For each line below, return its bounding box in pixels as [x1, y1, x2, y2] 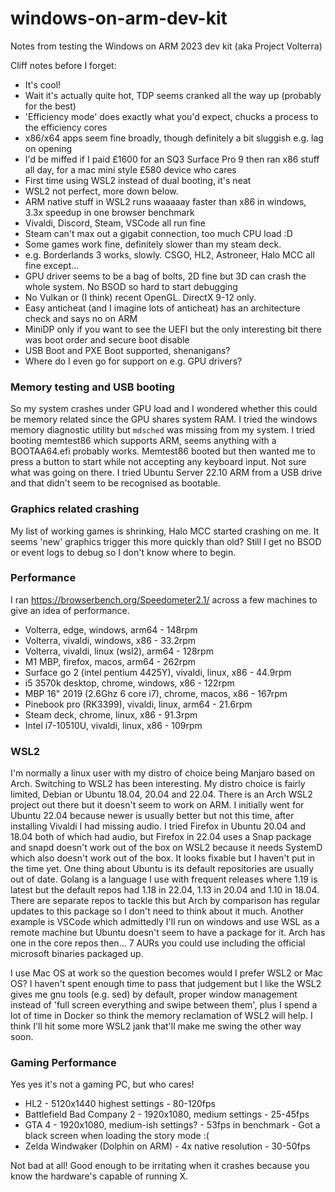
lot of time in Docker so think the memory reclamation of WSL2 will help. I [10, 1010, 313, 1022]
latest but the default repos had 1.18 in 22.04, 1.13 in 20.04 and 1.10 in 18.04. [10, 884, 320, 896]
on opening [24, 142, 73, 154]
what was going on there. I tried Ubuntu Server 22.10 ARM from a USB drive [10, 467, 323, 479]
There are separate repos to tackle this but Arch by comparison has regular [10, 895, 321, 907]
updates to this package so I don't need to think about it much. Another [10, 905, 304, 917]
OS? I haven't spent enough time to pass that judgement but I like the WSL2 [10, 978, 322, 990]
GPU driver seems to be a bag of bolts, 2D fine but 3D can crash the [24, 270, 307, 282]
